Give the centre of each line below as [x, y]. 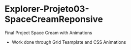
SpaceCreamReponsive [54, 19]
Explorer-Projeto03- [47, 9]
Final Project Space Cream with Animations [48, 33]
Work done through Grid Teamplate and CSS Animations [69, 42]
